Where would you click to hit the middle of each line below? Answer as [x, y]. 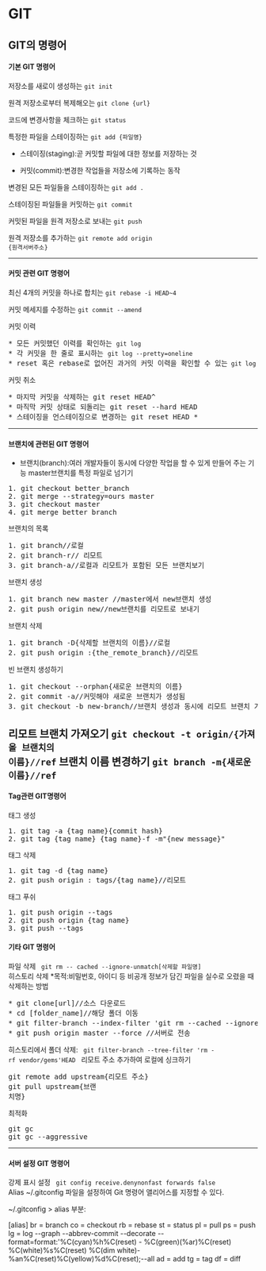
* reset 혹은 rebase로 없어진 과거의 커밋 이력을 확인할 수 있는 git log [132, 363]
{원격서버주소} [28, 247]
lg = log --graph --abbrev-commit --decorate [82, 1234]
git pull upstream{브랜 [52, 1086]
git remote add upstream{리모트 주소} [78, 1076]
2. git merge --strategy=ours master [82, 496]
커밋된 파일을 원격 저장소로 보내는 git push [75, 221]
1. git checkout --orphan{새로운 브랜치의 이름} [95, 687]
